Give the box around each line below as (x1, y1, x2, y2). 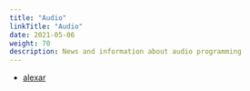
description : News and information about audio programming (9, 47, 243, 56)
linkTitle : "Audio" (9, 22, 84, 31)
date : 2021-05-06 (9, 30, 75, 39)
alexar (22, 72, 46, 83)
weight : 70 (9, 38, 51, 48)
